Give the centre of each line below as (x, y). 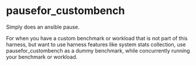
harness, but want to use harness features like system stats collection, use (96, 44)
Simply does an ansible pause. (43, 27)
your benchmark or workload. (42, 57)
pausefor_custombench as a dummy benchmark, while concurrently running (98, 50)
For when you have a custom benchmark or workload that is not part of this (97, 38)
